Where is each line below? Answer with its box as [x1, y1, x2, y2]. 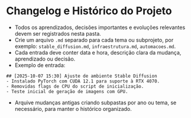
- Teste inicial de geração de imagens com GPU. [6, 88, 128, 94]
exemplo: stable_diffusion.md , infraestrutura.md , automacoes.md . [14, 43, 176, 50]
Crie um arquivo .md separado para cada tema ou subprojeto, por [14, 36, 174, 43]
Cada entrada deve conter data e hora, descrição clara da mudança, [14, 49, 182, 56]
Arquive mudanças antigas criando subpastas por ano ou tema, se [14, 99, 177, 106]
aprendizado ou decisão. [14, 55, 76, 62]
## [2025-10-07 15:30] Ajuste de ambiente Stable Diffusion [6, 73, 158, 79]
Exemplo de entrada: [14, 61, 66, 69]
